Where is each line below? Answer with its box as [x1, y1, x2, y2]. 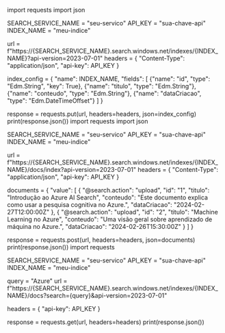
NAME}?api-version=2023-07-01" [7, 54, 103, 62]
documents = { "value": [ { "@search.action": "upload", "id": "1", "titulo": [7, 186, 210, 194]
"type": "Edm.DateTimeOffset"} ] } [7, 97, 104, 105]
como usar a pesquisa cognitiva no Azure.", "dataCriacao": [7, 201, 172, 208]
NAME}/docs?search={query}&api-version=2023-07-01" [7, 291, 168, 299]
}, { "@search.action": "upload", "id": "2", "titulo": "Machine [51, 208, 219, 216]
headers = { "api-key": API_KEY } [7, 305, 101, 312]
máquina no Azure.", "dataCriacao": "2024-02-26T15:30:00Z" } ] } [7, 223, 194, 230]
